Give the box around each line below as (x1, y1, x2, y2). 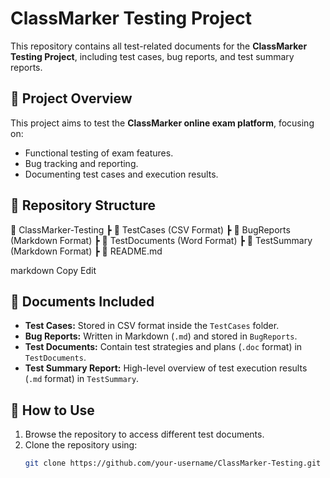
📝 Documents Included (10, 293, 155, 310)
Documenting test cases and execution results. (24, 168, 219, 180)
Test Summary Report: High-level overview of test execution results (24, 362, 308, 374)
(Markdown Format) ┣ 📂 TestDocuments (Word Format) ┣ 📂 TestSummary (10, 234, 313, 246)
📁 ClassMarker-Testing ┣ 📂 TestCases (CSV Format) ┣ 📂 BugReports (10, 223, 291, 236)
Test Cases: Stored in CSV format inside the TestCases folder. (24, 320, 280, 332)
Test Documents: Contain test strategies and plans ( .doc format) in (24, 341, 303, 353)
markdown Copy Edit (10, 264, 97, 276)
